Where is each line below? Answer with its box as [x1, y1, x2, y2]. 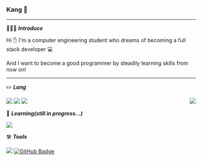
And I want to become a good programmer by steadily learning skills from [6, 59, 189, 67]
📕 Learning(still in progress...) [6, 110, 83, 117]
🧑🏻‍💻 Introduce [6, 25, 43, 32]
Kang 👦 [6, 5, 28, 14]
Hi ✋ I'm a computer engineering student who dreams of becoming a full [6, 37, 186, 44]
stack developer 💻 [6, 46, 53, 53]
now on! [6, 66, 26, 73]
